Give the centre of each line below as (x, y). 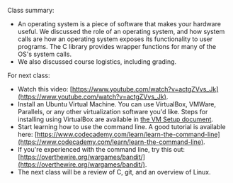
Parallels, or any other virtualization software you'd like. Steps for (113, 112)
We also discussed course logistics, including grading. (97, 62)
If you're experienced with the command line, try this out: (101, 149)
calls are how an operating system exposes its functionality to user (115, 39)
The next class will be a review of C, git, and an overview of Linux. (114, 172)
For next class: (29, 75)
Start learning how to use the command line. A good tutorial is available (121, 127)
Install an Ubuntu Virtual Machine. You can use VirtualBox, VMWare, (117, 104)
